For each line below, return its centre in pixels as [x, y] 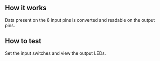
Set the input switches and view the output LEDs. [55, 53]
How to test [23, 41]
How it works [26, 8]
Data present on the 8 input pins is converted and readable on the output [80, 20]
